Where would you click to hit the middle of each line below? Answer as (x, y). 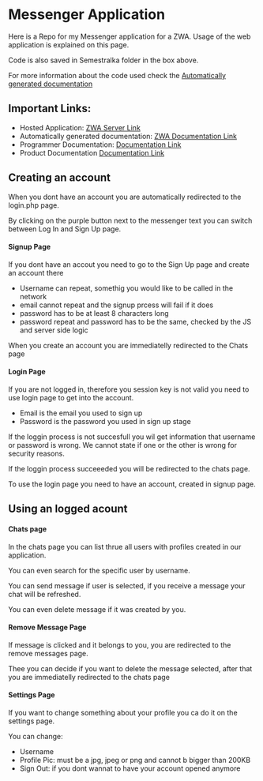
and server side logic (54, 330)
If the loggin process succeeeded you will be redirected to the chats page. (129, 468)
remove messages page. (48, 653)
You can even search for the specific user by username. (100, 570)
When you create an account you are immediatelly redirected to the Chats (128, 345)
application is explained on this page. (69, 44)
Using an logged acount (68, 509)
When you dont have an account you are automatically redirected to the (125, 197)
